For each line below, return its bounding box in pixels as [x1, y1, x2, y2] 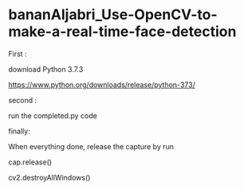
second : [8, 95, 37, 105]
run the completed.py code [8, 110, 97, 121]
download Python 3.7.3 [8, 64, 84, 73]
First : [8, 49, 27, 58]
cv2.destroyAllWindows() [8, 172, 91, 182]
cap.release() [8, 157, 53, 167]
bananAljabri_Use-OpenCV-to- [8, 6, 218, 24]
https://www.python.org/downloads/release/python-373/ [8, 80, 195, 89]
